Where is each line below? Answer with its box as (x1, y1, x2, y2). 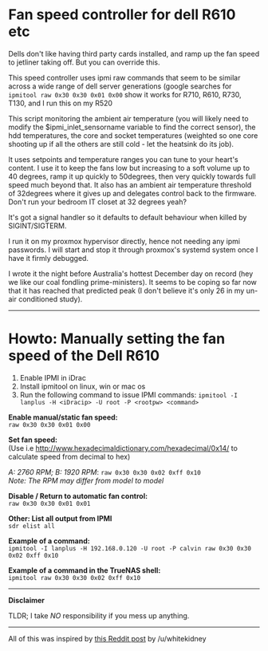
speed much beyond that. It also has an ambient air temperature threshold (8, 180, 252, 189)
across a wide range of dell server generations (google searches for (8, 81, 232, 91)
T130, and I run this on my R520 (8, 98, 113, 108)
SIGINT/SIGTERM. (8, 221, 67, 231)
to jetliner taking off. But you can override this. (8, 57, 160, 67)
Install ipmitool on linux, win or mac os (19, 381, 146, 391)
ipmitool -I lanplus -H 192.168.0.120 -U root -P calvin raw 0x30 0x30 (8, 544, 251, 552)
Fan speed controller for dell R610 (8, 6, 236, 24)
